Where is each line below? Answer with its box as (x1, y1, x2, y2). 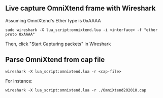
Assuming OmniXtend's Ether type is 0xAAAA (5, 17, 101, 23)
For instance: (5, 78, 33, 84)
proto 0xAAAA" (5, 31, 36, 37)
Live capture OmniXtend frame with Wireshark (5, 4, 156, 13)
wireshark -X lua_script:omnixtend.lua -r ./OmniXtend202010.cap (5, 87, 146, 93)
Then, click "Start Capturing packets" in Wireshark (5, 41, 111, 47)
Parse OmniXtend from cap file (5, 55, 105, 64)
